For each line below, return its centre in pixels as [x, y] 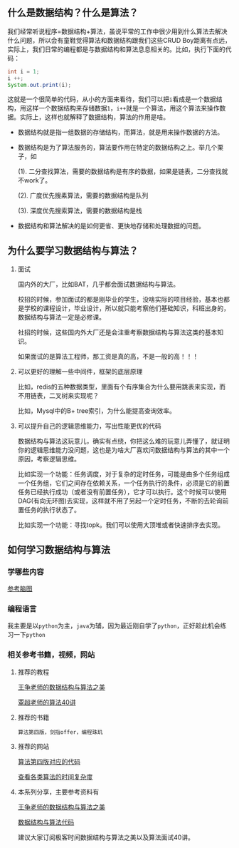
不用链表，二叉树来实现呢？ [58, 396]
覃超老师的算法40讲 [47, 702]
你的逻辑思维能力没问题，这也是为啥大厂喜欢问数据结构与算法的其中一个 [123, 450]
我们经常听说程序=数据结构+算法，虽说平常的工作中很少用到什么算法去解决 [117, 31]
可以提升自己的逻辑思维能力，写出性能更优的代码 [89, 426]
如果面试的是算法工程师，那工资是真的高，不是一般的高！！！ [108, 357]
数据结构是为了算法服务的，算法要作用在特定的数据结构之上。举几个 [117, 148]
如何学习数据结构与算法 [59, 550]
